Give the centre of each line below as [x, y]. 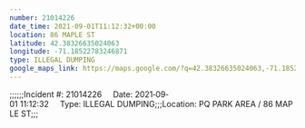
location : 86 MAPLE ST [52, 34]
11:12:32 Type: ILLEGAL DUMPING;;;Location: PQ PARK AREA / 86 [147, 103]
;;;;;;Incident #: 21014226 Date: [71, 94]
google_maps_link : [44, 69]
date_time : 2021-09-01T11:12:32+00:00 [83, 26]
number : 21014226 [42, 18]
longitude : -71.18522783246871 [69, 52]
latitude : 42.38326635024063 [64, 43]
